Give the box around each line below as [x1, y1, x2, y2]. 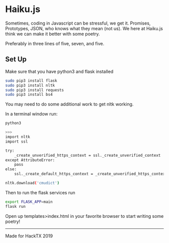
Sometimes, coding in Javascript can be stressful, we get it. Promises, [5, 20, 151, 26]
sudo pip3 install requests [5, 87, 64, 92]
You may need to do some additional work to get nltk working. [5, 101, 134, 107]
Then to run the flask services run [5, 189, 75, 195]
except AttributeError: [5, 157, 55, 163]
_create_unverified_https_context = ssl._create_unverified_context [14, 153, 161, 158]
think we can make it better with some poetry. [5, 31, 100, 37]
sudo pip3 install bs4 [5, 92, 53, 97]
